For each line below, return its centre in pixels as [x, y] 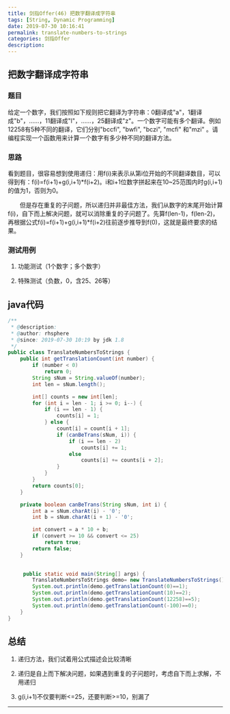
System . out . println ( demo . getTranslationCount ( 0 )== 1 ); [110, 587]
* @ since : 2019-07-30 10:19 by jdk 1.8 [68, 340]
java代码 [26, 304]
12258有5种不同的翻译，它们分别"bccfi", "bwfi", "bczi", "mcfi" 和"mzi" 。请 [113, 129]
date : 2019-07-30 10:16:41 [46, 26]
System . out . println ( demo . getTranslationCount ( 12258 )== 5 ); [116, 600]
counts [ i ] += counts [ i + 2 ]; [123, 460]
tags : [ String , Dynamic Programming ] [61, 20]
